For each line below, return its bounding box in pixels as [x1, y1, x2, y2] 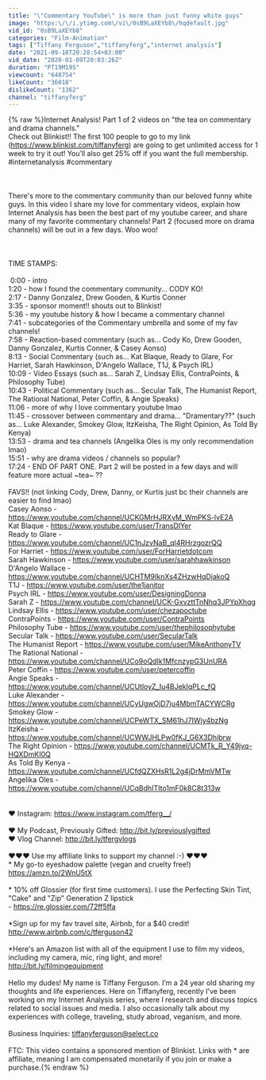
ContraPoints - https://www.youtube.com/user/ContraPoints [8, 614, 205, 624]
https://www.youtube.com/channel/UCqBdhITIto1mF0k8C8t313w [8, 784, 221, 793]
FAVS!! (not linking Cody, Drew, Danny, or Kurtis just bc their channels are [8, 487, 249, 497]
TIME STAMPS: [8, 259, 58, 268]
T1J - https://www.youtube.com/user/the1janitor [8, 581, 165, 590]
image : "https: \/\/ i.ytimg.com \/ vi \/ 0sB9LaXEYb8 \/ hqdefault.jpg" [8, 19, 229, 27]
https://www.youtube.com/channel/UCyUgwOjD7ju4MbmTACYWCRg [8, 698, 236, 709]
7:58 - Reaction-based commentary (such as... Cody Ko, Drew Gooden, [8, 335, 242, 345]
